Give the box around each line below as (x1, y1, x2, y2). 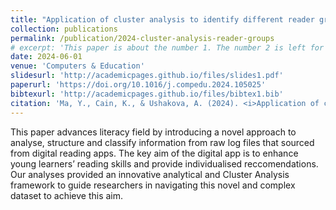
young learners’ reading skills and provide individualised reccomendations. (10, 157, 319, 170)
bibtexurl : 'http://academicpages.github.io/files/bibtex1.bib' (10, 89, 284, 99)
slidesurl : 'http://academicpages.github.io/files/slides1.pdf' (10, 71, 284, 81)
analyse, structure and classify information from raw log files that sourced (10, 136, 315, 148)
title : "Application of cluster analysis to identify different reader (10, 14, 315, 25)
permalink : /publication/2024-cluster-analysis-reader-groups (10, 33, 275, 43)
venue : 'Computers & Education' (10, 61, 145, 71)
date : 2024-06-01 (10, 52, 83, 62)
